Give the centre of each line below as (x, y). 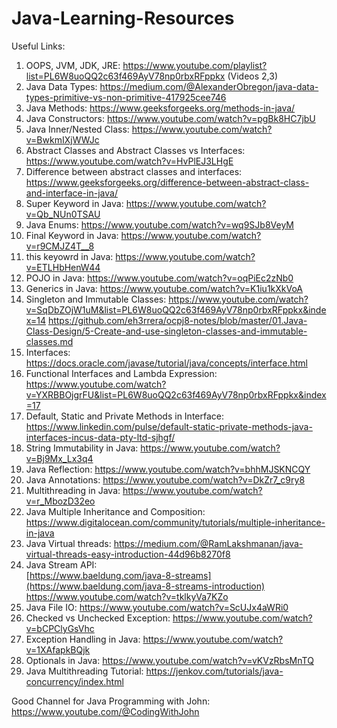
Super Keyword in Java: (74, 203)
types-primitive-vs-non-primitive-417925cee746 (126, 97)
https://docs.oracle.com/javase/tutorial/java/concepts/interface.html (166, 363)
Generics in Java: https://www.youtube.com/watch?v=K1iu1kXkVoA (164, 288)
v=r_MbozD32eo (60, 501)
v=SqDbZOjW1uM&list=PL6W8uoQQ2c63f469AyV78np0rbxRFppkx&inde (176, 309)
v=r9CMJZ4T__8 (60, 246)
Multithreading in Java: (73, 490)
